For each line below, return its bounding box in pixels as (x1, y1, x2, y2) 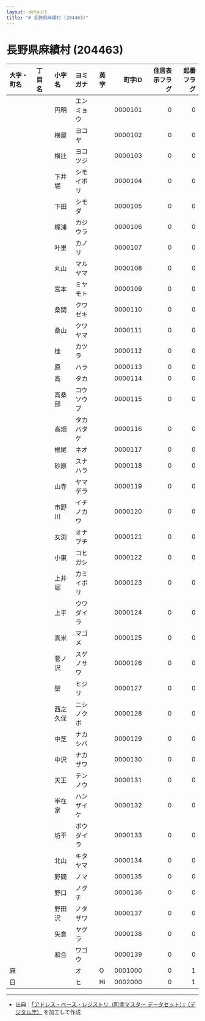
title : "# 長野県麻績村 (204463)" (6, 15, 88, 21)
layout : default (6, 9, 48, 15)
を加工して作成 (43, 1008, 81, 1016)
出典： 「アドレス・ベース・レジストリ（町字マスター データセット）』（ (15, 1001, 191, 1008)
